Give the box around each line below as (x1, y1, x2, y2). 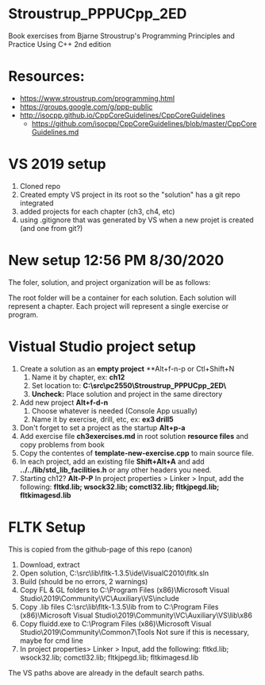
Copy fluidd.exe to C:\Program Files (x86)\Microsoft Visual (19, 618, 212, 628)
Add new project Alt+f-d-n (19, 398, 109, 407)
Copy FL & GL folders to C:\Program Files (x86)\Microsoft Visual (19, 585, 230, 595)
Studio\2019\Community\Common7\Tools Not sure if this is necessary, (19, 627, 250, 637)
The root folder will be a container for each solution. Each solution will (8, 293, 236, 302)
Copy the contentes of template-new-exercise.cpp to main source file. (19, 448, 254, 457)
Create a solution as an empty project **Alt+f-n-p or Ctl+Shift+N (19, 364, 235, 373)
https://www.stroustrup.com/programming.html (19, 93, 175, 103)
